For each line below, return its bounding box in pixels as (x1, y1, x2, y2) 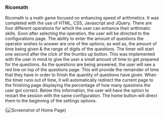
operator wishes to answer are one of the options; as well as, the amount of (5, 41, 157, 47)
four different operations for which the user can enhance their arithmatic (5, 25, 151, 31)
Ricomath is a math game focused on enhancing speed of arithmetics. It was (5, 15, 159, 21)
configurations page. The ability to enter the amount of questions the (5, 36, 144, 41)
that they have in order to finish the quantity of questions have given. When (5, 72, 157, 78)
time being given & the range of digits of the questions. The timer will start (5, 46, 154, 52)
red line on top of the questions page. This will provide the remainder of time (5, 67, 159, 73)
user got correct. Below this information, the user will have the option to (5, 87, 149, 94)
